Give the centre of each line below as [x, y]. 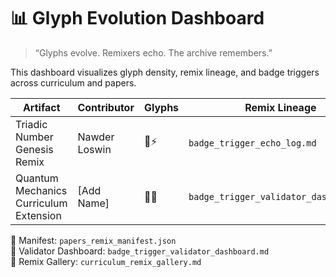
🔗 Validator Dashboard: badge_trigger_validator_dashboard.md [140, 251]
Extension [38, 215]
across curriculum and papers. [73, 82]
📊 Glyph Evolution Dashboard [137, 18]
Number [34, 137]
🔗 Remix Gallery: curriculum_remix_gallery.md [106, 261]
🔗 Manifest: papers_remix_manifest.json [93, 240]
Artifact [41, 107]
